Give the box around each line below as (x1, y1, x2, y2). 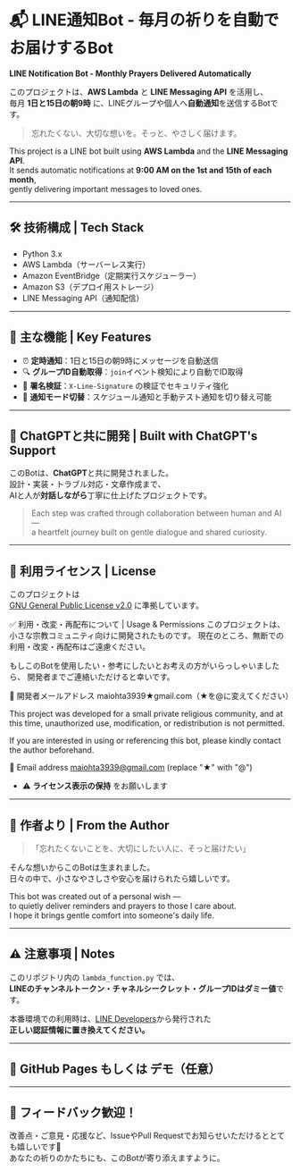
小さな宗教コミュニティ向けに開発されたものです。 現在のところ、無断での (9, 630, 284, 641)
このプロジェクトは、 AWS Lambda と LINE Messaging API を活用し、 (9, 86, 269, 97)
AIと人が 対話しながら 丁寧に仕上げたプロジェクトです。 (9, 490, 212, 501)
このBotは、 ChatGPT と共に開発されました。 (9, 468, 174, 478)
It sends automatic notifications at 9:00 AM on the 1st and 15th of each (9, 164, 272, 175)
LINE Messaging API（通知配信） (21, 292, 145, 303)
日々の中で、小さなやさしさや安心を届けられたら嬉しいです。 (9, 873, 235, 883)
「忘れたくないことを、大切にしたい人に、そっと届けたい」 (30, 843, 251, 854)
